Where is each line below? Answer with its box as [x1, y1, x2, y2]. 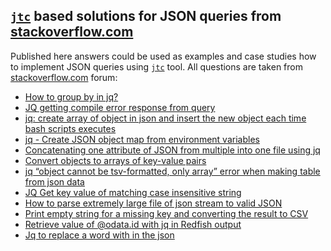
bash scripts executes [24, 122, 117, 134]
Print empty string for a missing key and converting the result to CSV [24, 207, 309, 219]
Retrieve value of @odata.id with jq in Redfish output [24, 218, 242, 230]
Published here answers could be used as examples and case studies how [10, 50, 317, 62]
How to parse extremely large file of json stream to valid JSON [24, 197, 283, 209]
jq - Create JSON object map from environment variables [24, 133, 260, 145]
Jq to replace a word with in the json [24, 229, 175, 241]
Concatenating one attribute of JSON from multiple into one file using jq [24, 144, 321, 156]
